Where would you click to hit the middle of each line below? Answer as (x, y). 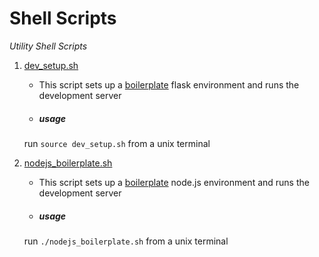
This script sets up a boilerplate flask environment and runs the (169, 84)
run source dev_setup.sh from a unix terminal (117, 143)
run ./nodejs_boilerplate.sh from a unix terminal (126, 241)
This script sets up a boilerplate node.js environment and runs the (174, 182)
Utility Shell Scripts (48, 46)
